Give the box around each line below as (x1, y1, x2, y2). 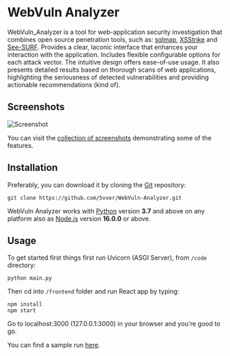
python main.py (7, 274, 52, 282)
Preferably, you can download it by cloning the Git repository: (7, 180, 186, 189)
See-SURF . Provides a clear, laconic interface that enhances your (7, 43, 198, 51)
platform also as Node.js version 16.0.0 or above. (7, 214, 151, 223)
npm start (7, 307, 37, 314)
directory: (7, 261, 36, 269)
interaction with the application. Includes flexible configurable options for (7, 50, 221, 59)
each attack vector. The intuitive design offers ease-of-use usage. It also (7, 57, 220, 66)
